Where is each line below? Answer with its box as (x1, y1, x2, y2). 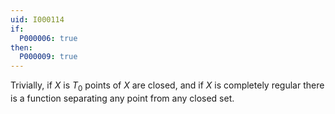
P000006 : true (19, 33, 78, 43)
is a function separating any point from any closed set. (10, 92, 235, 104)
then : (10, 42, 33, 53)
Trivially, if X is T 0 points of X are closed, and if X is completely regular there (10, 79, 325, 93)
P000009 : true (19, 52, 78, 62)
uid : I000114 (10, 14, 65, 25)
